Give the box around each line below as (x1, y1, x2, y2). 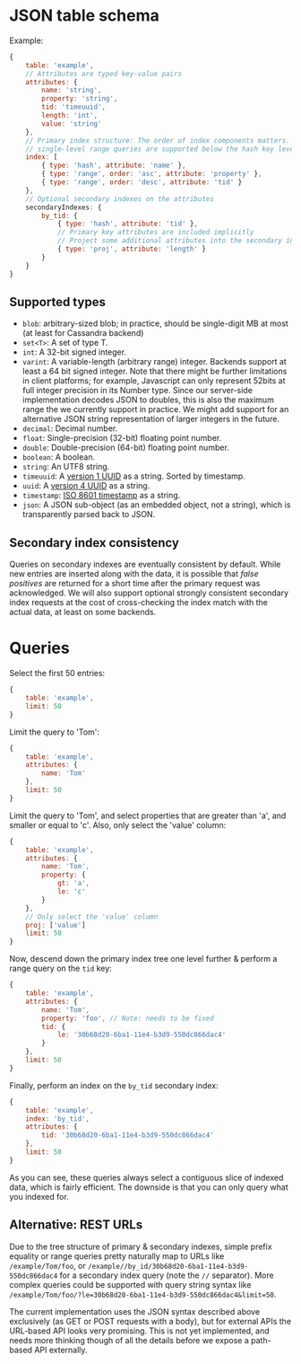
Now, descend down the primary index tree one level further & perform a (9, 954, 278, 964)
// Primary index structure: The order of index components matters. (25, 136, 291, 145)
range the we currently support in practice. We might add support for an (21, 404, 289, 415)
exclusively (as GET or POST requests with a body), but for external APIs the (9, 1316, 292, 1326)
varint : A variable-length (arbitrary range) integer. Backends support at (21, 356, 287, 367)
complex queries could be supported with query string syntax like (9, 1279, 252, 1289)
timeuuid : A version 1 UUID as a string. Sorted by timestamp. (21, 471, 246, 481)
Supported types (9, 294, 106, 310)
